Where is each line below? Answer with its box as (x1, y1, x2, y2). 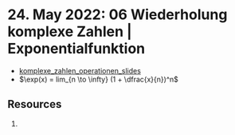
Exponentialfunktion (7, 40, 145, 58)
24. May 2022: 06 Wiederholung (7, 6, 228, 24)
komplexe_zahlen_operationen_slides (18, 66, 141, 75)
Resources (7, 97, 62, 111)
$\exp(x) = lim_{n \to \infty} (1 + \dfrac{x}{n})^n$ (18, 74, 178, 84)
